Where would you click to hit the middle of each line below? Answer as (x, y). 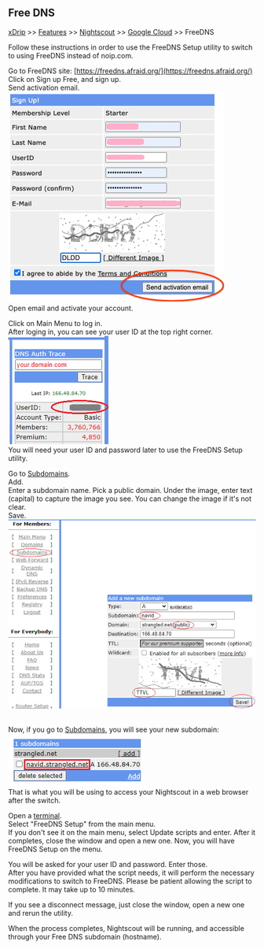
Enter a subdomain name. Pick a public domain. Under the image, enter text (130, 490)
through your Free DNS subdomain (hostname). (85, 937)
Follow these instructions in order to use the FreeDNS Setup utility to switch (130, 47)
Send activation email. (44, 87)
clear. (17, 506)
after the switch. (35, 801)
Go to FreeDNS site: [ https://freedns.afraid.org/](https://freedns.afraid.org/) (130, 71)
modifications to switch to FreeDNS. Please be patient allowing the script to (130, 881)
